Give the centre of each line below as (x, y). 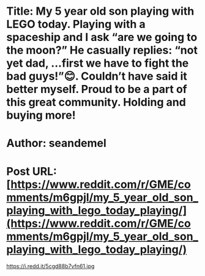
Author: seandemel (57, 144)
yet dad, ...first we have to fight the (98, 63)
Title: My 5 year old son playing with (100, 11)
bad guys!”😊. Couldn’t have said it (97, 76)
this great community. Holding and (96, 103)
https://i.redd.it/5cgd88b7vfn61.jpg (50, 266)
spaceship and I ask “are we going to (102, 37)
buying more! (41, 115)
